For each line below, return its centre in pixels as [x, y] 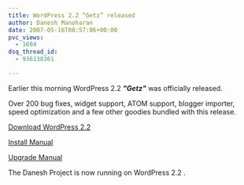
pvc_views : [26, 37]
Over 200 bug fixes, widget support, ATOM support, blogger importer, [122, 103]
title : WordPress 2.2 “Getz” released [72, 15]
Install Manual [31, 142]
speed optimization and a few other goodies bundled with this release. [122, 111]
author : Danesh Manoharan [50, 23]
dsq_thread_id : [33, 52]
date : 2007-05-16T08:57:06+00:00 [63, 30]
